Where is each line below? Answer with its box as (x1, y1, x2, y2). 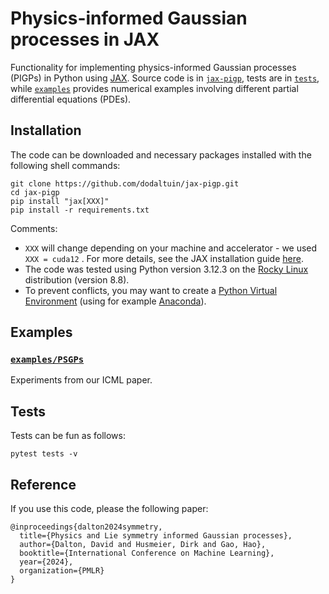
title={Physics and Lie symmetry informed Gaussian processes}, (19, 531, 293, 541)
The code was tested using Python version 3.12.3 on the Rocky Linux (24, 263, 309, 275)
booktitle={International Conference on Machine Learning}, (19, 548, 275, 559)
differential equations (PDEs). (10, 93, 132, 105)
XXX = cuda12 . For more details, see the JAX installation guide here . (24, 252, 304, 264)
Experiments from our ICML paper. (10, 374, 153, 386)
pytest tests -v (10, 449, 78, 459)
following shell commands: (10, 159, 121, 171)
